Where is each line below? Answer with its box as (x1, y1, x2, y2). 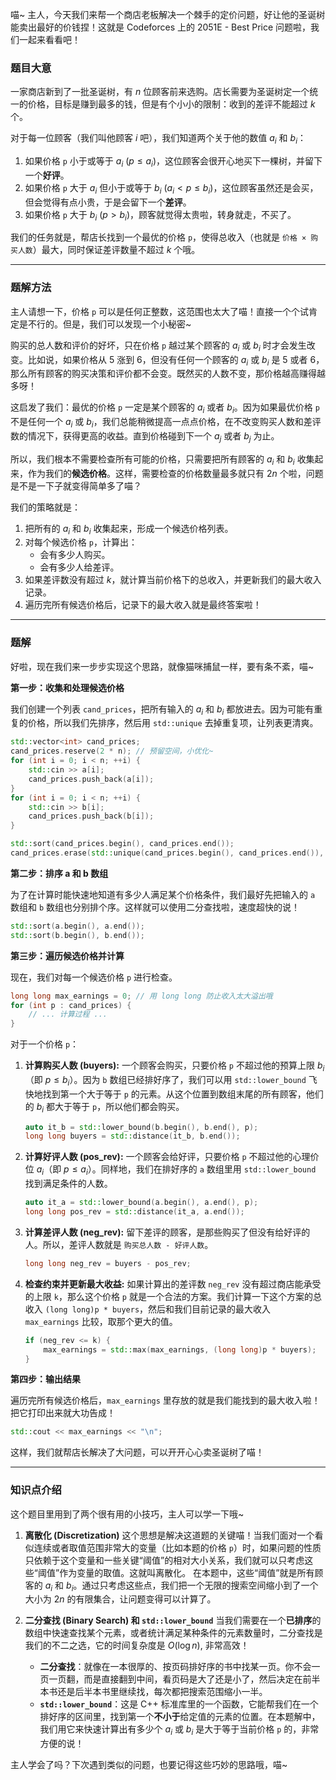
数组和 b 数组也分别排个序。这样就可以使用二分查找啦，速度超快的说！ (10, 901, 301, 913)
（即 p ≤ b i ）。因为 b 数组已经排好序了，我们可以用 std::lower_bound (24, 1074, 307, 1088)
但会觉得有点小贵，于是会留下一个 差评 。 (24, 196, 192, 208)
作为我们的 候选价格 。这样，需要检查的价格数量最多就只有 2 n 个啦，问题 (27, 467, 324, 479)
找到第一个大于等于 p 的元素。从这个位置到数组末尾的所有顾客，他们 (42, 1088, 324, 1100)
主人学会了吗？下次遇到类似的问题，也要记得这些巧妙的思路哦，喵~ (10, 1759, 288, 1771)
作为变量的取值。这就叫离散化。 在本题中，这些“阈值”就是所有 (59, 1566, 315, 1578)
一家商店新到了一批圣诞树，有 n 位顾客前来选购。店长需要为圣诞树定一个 (10, 86, 310, 98)
